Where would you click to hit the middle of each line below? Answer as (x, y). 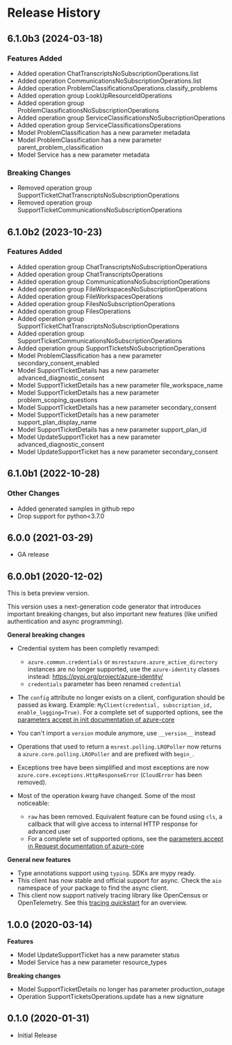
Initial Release (37, 1035)
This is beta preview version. (48, 593)
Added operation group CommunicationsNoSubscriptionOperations (114, 281)
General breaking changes (46, 635)
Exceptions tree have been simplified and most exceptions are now (113, 767)
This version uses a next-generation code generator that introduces (104, 607)
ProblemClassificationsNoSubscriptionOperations (88, 110)
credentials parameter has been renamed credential (105, 684)
